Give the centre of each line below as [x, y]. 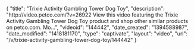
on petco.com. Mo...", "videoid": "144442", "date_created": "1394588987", [97, 27]
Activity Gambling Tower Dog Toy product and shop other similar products [97, 21]
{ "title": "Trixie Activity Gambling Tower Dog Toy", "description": [85, 9]
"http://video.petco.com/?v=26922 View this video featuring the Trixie [92, 15]
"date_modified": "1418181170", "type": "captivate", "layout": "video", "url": [97, 34]
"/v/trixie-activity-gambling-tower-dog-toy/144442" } [71, 40]
